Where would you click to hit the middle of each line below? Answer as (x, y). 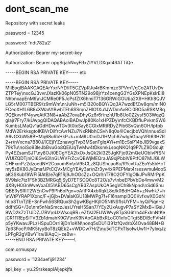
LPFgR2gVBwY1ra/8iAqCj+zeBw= (41, 234)
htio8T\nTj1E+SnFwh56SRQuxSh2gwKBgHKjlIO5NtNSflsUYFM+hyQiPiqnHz (85, 202)
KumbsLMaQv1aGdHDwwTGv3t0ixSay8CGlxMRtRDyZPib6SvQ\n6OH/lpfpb (84, 125)
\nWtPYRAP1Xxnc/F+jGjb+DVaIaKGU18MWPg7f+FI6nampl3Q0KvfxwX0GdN (85, 196)
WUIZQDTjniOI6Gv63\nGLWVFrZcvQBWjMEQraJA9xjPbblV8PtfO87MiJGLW (85, 158)
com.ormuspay (21, 249)
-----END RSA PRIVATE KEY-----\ (40, 239)
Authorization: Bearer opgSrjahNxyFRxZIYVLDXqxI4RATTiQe (69, 62)
